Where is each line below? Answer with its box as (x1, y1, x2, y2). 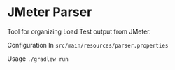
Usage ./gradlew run (7, 54, 69, 63)
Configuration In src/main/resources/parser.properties (7, 41, 169, 49)
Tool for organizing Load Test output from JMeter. (7, 27, 151, 36)
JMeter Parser (7, 4, 92, 20)
